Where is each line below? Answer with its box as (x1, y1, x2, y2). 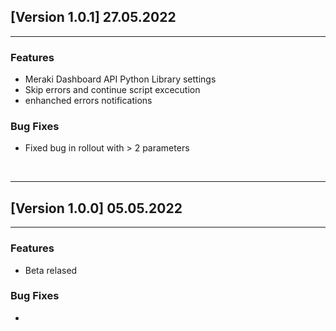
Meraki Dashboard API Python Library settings (24, 73, 217, 85)
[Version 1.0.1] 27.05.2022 (10, 9, 177, 26)
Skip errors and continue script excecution (24, 84, 201, 96)
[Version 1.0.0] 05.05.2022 (10, 200, 183, 217)
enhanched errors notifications (24, 95, 153, 107)
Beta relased (24, 264, 78, 276)
